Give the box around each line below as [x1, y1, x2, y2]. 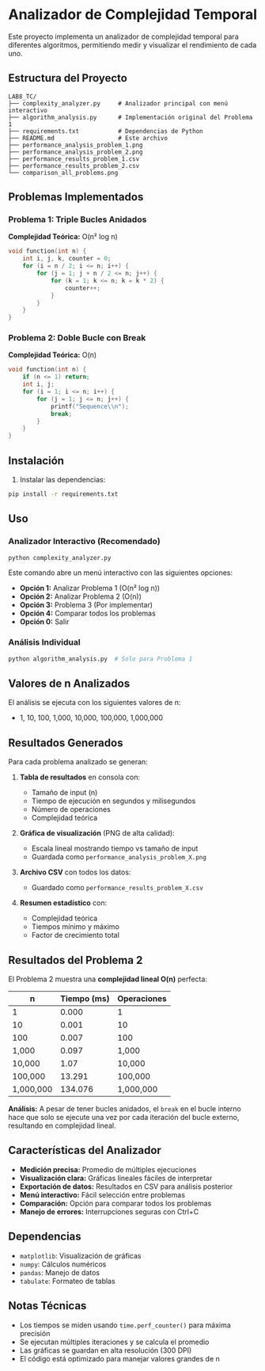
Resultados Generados [8, 736, 123, 749]
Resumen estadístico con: [19, 898, 108, 908]
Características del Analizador [8, 1144, 162, 1157]
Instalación [8, 454, 65, 467]
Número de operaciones [31, 805, 111, 814]
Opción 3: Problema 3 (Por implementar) [19, 600, 153, 610]
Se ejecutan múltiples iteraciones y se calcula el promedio [19, 1337, 210, 1346]
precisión [19, 1328, 51, 1338]
